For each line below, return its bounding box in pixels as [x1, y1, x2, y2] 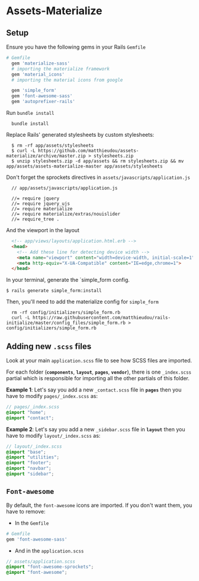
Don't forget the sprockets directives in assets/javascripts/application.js [6, 174, 191, 181]
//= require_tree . [11, 216, 60, 222]
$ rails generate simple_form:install [6, 288, 102, 294]
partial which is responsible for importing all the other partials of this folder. [6, 375, 190, 382]
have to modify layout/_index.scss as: [6, 432, 101, 439]
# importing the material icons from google [11, 77, 123, 83]
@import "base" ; [6, 449, 46, 455]
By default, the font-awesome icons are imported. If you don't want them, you [6, 502, 192, 509]
